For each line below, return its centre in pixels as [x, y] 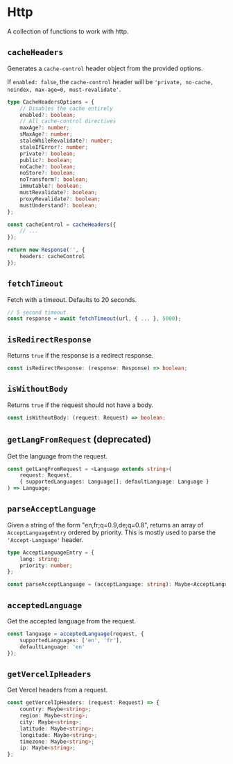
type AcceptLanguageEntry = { [51, 552]
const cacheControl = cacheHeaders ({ [62, 224]
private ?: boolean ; [48, 154]
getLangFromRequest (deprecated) [79, 439]
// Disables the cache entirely [66, 109]
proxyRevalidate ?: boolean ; [60, 199]
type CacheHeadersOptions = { [51, 102]
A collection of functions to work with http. [68, 31]
